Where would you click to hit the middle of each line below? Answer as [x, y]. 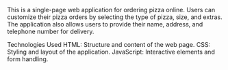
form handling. [28, 59]
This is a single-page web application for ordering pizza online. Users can [111, 10]
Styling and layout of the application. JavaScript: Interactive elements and [111, 52]
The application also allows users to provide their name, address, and [105, 24]
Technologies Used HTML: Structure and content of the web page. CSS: [109, 45]
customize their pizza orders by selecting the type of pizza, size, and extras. [115, 17]
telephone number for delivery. [51, 31]
